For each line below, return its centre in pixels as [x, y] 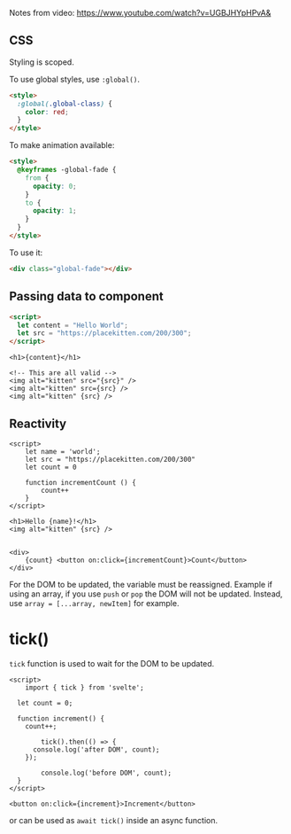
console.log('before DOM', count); [107, 773]
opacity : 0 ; [54, 186]
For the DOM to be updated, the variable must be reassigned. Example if [141, 584]
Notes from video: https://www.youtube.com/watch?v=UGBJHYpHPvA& [140, 13]
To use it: [26, 253]
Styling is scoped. [42, 62]
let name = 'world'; [63, 451]
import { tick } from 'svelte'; [84, 687]
